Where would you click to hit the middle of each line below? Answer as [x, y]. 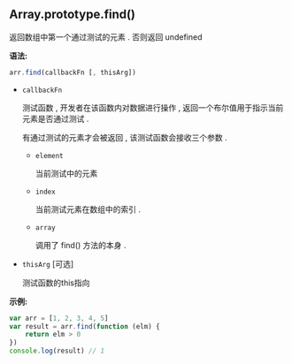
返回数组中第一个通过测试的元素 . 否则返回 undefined [106, 37]
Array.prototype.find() [72, 15]
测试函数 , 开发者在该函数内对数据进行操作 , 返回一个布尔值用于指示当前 [153, 107]
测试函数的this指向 [56, 283]
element [49, 155]
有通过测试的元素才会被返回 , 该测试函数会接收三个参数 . [124, 137]
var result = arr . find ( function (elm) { [85, 326]
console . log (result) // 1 [57, 351]
